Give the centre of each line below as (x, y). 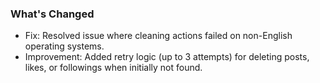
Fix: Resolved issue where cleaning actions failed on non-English (158, 36)
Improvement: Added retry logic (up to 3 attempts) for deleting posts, (167, 57)
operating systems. (64, 46)
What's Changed (52, 14)
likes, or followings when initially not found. (113, 68)
